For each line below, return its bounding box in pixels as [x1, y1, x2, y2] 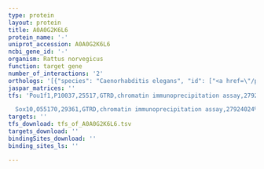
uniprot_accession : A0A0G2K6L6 [8, 41, 111, 49]
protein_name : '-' [8, 33, 68, 41]
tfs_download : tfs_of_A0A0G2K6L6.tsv [8, 120, 132, 128]
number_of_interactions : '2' [8, 70, 104, 77]
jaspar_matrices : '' [8, 84, 76, 92]
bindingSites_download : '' [8, 135, 97, 142]
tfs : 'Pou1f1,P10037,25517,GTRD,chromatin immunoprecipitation [8, 92, 220, 99]
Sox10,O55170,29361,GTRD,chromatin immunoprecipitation [15, 106, 202, 113]
